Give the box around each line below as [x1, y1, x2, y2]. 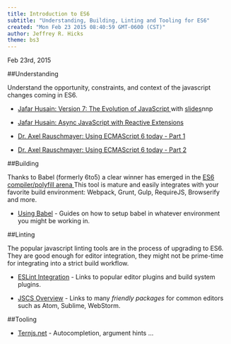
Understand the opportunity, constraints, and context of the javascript [7, 83, 211, 92]
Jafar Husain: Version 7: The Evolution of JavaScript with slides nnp [17, 105, 213, 113]
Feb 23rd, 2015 [7, 56, 52, 64]
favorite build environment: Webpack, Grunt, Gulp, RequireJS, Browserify [7, 188, 220, 196]
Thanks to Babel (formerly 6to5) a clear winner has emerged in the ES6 [7, 173, 215, 182]
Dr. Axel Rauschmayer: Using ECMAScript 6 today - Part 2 [17, 146, 187, 154]
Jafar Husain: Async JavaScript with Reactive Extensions [17, 118, 184, 127]
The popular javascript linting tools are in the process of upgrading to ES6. [7, 244, 224, 253]
